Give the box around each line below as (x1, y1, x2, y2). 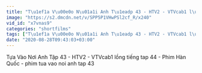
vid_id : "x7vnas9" (6, 20, 52, 26)
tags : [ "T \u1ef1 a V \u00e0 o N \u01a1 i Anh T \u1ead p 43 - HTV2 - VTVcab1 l (6, 31, 192, 37)
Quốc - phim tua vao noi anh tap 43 (6, 60, 94, 67)
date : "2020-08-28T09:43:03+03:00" (6, 37, 96, 43)
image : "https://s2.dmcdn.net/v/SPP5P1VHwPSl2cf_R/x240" (6, 14, 152, 21)
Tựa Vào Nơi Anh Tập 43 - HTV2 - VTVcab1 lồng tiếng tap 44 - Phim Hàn (6, 54, 186, 60)
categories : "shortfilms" (6, 25, 71, 32)
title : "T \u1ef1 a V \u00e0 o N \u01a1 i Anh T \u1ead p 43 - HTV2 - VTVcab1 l (6, 8, 192, 15)
